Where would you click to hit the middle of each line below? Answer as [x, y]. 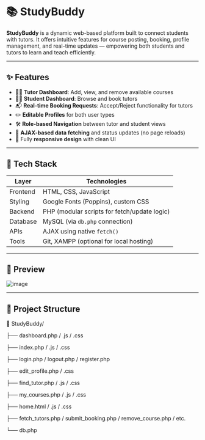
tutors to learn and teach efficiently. [51, 52]
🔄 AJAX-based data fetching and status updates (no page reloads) [100, 133]
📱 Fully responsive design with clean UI [65, 139]
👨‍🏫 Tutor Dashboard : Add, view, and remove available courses [94, 92]
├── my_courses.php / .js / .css [46, 395]
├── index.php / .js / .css [38, 347]
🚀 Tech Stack [32, 164]
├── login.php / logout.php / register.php [58, 359]
